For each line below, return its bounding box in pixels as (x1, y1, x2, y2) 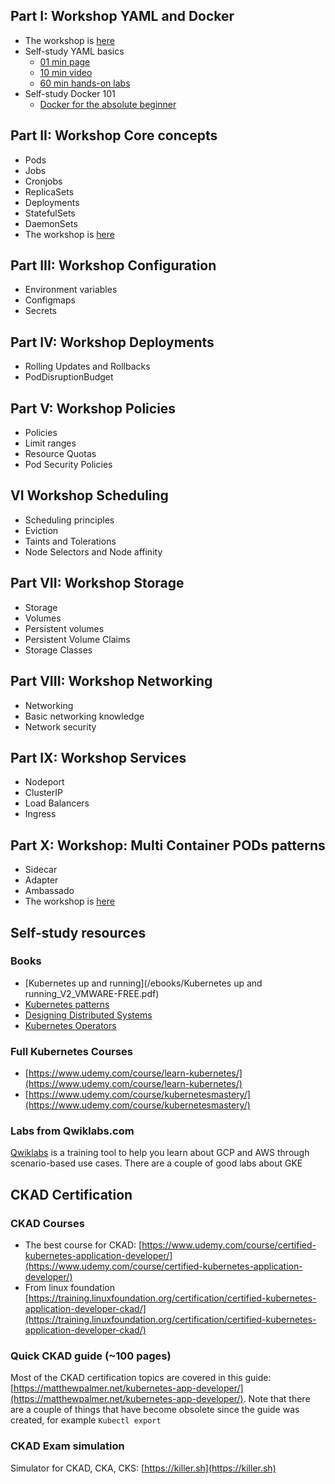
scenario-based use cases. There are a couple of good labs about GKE (10, 1157, 303, 1169)
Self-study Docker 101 (24, 87, 116, 99)
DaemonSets (24, 217, 78, 229)
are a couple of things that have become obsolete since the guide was (10, 1404, 300, 1416)
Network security (24, 720, 97, 733)
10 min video (39, 66, 93, 78)
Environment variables (24, 284, 118, 296)
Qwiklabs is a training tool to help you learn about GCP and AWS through (10, 1147, 310, 1159)
